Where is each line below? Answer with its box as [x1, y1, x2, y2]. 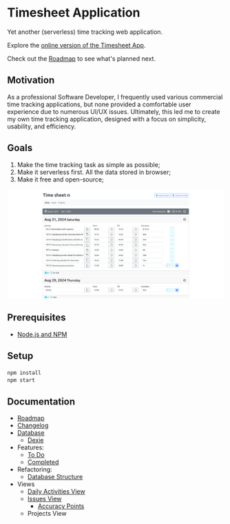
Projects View [27, 510, 67, 518]
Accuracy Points [37, 502, 85, 510]
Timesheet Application [7, 5, 140, 21]
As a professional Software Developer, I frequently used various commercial [7, 93, 223, 101]
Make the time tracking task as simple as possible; [17, 160, 160, 168]
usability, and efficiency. [7, 122, 76, 130]
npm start [7, 376, 36, 384]
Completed [27, 458, 59, 467]
